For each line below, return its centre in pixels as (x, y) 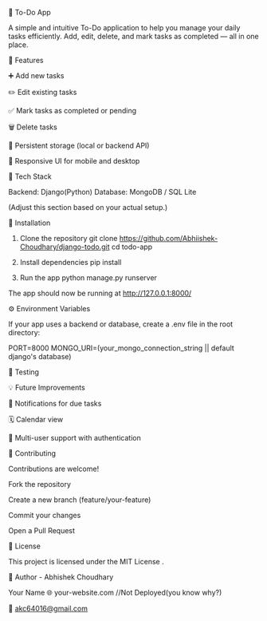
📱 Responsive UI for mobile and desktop (74, 161)
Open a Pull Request (42, 530)
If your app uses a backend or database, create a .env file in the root (121, 324)
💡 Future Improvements (47, 388)
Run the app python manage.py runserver (88, 278)
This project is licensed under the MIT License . (86, 562)
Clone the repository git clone (69, 238)
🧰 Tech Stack (30, 176)
